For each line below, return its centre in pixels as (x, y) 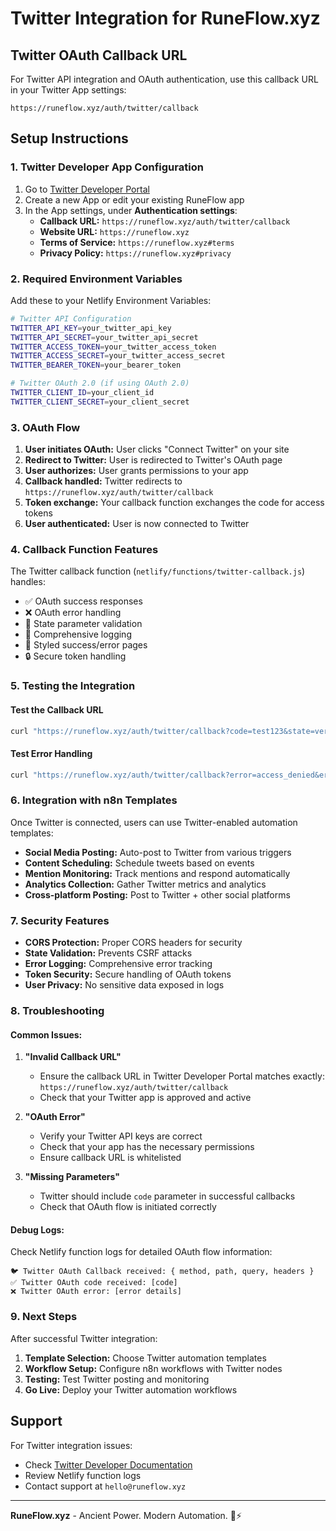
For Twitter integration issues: (71, 1445)
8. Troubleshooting (57, 1011)
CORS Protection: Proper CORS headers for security (133, 943)
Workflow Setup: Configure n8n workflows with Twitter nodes (153, 1368)
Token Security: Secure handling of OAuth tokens (128, 974)
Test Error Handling (51, 754)
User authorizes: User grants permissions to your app (136, 471)
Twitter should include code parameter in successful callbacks (167, 1196)
